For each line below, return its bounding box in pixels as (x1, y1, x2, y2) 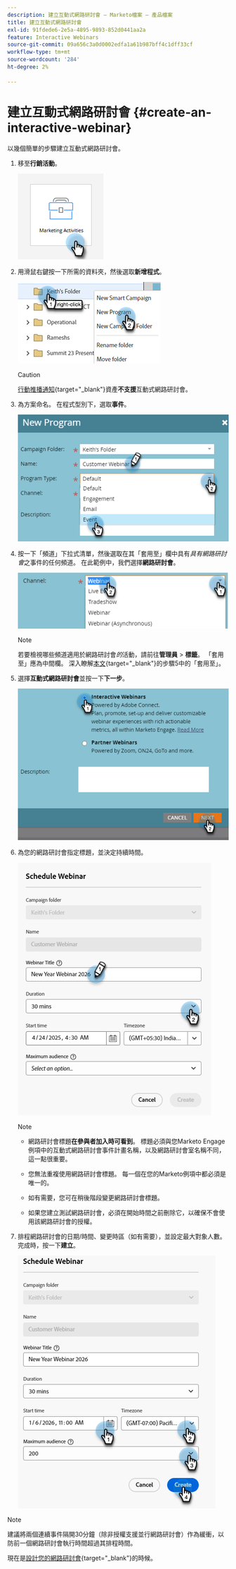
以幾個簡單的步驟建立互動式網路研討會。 (7, 144, 124, 152)
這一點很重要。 (27, 1155, 72, 1163)
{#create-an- (133, 104, 212, 120)
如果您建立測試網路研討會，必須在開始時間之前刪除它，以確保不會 (27, 1209, 219, 1217)
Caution (17, 370, 41, 379)
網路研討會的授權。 (40, 1217, 96, 1226)
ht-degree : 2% (7, 63, 49, 70)
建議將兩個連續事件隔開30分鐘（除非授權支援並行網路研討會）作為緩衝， (7, 1530, 218, 1539)
